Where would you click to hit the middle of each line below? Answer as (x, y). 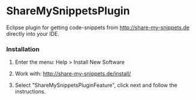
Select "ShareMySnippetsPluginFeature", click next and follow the (96, 85)
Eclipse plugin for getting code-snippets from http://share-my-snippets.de (98, 27)
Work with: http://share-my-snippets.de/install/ (73, 74)
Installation (23, 49)
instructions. (30, 92)
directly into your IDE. (33, 33)
